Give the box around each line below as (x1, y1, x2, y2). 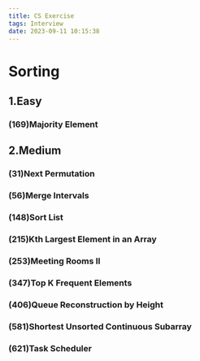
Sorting (8, 62, 60, 80)
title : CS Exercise (8, 11, 75, 20)
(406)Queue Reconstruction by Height (8, 298, 164, 310)
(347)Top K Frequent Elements (8, 277, 133, 289)
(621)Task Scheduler (8, 342, 92, 354)
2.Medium (8, 144, 62, 158)
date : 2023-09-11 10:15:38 (8, 27, 100, 35)
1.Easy (8, 94, 42, 108)
